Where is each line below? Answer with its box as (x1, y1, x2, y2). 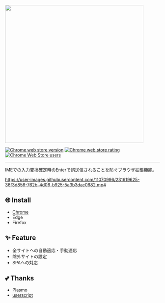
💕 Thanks (5, 274, 34, 282)
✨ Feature (5, 234, 36, 242)
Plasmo (12, 287, 28, 293)
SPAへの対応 (12, 259, 38, 265)
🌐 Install (5, 196, 31, 204)
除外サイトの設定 (12, 253, 47, 259)
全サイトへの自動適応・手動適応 (12, 247, 77, 253)
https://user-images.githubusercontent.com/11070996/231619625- (5, 177, 140, 182)
